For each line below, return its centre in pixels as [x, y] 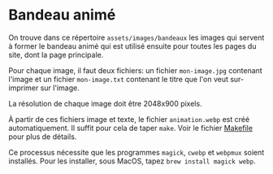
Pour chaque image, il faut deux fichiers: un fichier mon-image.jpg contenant [135, 70]
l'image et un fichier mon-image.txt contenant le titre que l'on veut [119, 79]
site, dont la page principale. [56, 54]
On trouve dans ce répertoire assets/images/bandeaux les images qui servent [136, 37]
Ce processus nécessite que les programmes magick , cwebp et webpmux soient [136, 152]
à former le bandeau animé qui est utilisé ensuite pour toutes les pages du [132, 46]
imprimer [24, 88]
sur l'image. [60, 88]
